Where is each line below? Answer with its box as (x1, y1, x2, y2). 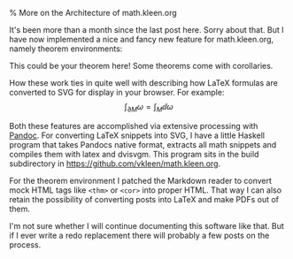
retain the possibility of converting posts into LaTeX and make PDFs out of (9, 194, 280, 204)
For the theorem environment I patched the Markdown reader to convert (9, 175, 273, 186)
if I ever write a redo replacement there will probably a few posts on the (9, 230, 270, 240)
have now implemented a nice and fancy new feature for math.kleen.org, (9, 34, 274, 44)
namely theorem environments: (9, 43, 123, 54)
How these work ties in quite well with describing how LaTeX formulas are (9, 78, 279, 88)
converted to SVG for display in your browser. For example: (9, 88, 225, 97)
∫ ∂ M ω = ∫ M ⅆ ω (124, 102, 173, 114)
